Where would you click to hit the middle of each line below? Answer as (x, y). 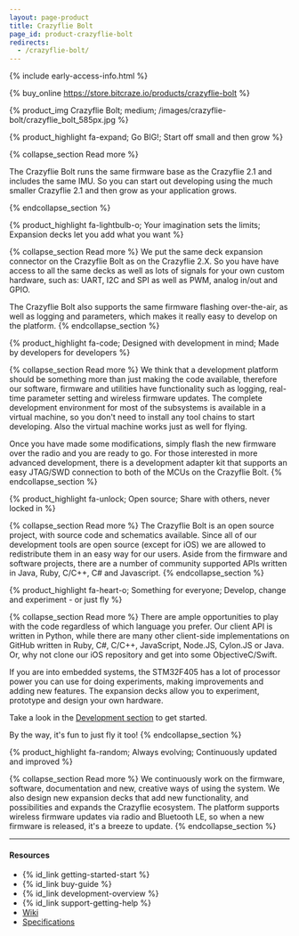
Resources (30, 855)
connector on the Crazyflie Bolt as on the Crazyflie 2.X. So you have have (144, 261)
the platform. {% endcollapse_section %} (85, 326)
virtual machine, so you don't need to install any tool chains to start (132, 417)
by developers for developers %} (70, 353)
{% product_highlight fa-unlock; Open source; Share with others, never (140, 499)
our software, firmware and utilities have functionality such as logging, (138, 389)
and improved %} (41, 761)
